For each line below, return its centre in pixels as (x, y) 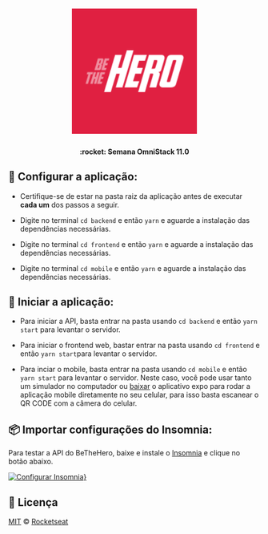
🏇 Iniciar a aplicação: (61, 302)
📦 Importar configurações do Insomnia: (110, 429)
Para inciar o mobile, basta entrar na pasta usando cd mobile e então (134, 370)
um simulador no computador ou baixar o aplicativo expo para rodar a (135, 386)
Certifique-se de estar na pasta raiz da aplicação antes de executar (131, 196)
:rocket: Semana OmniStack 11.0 (134, 152)
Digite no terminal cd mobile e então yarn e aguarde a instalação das (133, 268)
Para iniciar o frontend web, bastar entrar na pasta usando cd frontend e (140, 346)
